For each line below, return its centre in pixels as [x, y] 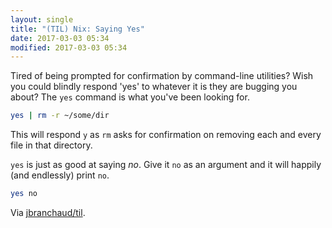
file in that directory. [51, 145]
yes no [24, 194]
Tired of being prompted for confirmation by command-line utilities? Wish [162, 76]
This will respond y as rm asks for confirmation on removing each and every [166, 135]
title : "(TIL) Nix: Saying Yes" [77, 29]
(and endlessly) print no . [60, 175]
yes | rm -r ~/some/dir [60, 116]
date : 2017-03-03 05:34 [60, 38]
